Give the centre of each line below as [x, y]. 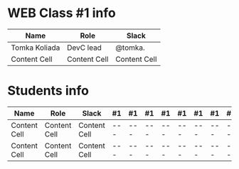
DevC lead [84, 48]
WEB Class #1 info [62, 13]
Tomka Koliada [36, 48]
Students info [48, 91]
